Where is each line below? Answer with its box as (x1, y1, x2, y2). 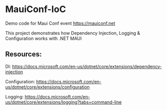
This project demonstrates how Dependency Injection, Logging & (5, 30, 140, 36)
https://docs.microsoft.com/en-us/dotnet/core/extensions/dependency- (12, 63, 162, 69)
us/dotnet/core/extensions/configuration (5, 84, 90, 90)
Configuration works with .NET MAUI (5, 35, 82, 41)
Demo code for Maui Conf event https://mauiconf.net (5, 20, 116, 26)
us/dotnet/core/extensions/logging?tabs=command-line (5, 99, 122, 105)
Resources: (5, 50, 42, 59)
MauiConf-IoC (5, 4, 67, 15)
